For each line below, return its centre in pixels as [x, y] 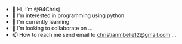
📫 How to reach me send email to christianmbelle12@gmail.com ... [94, 35]
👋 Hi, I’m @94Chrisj [36, 9]
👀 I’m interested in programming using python [68, 15]
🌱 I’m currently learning [41, 22]
